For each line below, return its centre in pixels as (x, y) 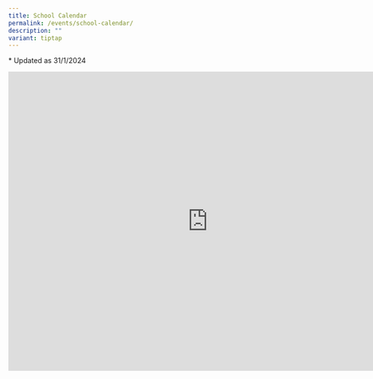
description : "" (35, 30)
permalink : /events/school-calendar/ (71, 23)
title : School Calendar (48, 16)
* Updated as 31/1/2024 (47, 61)
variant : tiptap (35, 38)
